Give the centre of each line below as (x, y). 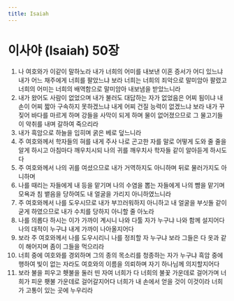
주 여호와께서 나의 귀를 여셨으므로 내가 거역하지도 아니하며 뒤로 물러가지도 (119, 167)
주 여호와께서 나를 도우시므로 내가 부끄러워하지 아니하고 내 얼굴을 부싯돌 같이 (123, 202)
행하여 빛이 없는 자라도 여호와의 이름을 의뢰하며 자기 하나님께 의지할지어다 (119, 264)
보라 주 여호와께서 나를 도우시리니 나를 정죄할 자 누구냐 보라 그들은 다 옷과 (118, 237)
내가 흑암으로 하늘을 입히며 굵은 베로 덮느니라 (80, 132)
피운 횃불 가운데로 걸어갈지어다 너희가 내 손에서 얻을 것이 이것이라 (120, 281)
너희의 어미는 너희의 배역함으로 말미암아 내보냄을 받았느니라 (99, 89)
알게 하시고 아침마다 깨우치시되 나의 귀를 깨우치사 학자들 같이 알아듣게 (113, 150)
